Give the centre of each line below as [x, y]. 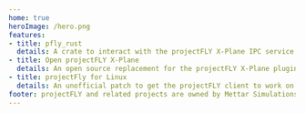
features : [27, 35]
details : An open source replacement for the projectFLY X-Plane [143, 69]
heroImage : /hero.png [50, 26]
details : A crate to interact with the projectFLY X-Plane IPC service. [158, 52]
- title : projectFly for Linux [68, 77]
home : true [29, 18]
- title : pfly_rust [46, 43]
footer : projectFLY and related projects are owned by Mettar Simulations [153, 94]
